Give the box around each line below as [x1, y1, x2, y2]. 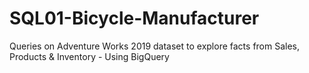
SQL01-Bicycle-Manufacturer [9, 7, 260, 30]
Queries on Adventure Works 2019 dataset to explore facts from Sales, [9, 40, 301, 52]
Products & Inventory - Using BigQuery [9, 50, 170, 62]
